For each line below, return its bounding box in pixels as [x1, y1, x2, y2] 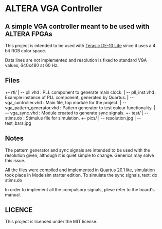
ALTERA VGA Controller [5, 3, 103, 14]
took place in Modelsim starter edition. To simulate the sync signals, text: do [5, 172, 158, 178]
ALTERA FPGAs [5, 30, 53, 38]
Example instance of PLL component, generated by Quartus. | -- [5, 94, 134, 100]
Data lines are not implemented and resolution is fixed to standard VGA [5, 57, 147, 63]
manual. [5, 192, 21, 197]
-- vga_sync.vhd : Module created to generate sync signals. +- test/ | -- [5, 110, 149, 115]
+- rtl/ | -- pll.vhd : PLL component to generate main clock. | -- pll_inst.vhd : [5, 89, 157, 95]
